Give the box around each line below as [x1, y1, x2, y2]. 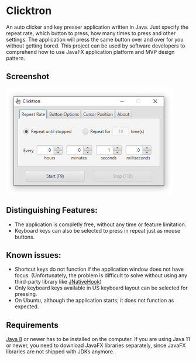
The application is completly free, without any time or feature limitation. [14, 221, 187, 228]
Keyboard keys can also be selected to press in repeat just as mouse [14, 227, 181, 234]
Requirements [6, 320, 59, 330]
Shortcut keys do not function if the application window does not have [14, 265, 184, 273]
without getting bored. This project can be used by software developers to [6, 42, 185, 49]
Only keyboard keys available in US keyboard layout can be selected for [14, 284, 188, 291]
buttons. [14, 233, 35, 240]
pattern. [6, 55, 25, 62]
